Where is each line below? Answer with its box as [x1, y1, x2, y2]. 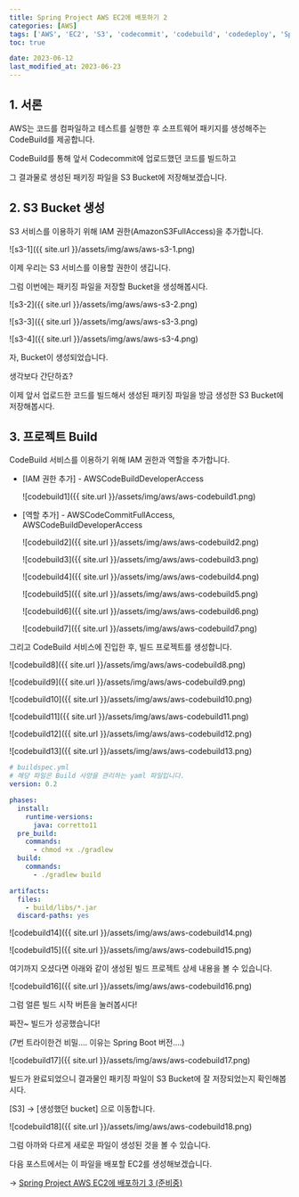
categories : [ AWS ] [9, 21, 77, 30]
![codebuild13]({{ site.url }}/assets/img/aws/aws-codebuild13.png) [9, 746, 253, 757]
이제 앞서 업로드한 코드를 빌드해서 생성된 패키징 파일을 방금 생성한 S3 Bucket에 [9, 389, 284, 400]
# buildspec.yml [9, 763, 69, 772]
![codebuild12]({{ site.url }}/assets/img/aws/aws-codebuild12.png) [9, 728, 253, 740]
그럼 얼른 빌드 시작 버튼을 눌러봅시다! [9, 999, 138, 1010]
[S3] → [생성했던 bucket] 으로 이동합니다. [9, 1103, 156, 1114]
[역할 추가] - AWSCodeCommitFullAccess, [21, 510, 175, 521]
